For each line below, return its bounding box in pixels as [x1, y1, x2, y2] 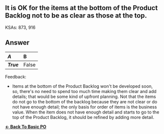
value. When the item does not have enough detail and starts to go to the [12, 109, 160, 115]
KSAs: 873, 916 [5, 24, 36, 30]
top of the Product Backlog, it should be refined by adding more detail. [12, 114, 155, 120]
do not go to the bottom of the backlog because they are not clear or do [12, 98, 158, 104]
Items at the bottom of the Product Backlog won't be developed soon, [12, 83, 153, 89]
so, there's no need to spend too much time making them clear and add [12, 88, 157, 94]
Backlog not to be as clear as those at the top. [5, 12, 147, 20]
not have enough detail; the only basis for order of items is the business [12, 104, 157, 110]
